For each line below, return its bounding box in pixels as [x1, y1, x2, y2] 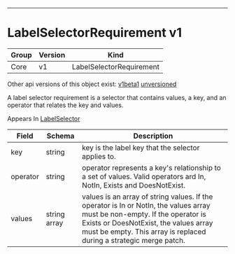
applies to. [81, 151, 117, 161]
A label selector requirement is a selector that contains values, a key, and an [7, 93, 227, 101]
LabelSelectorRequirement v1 [7, 25, 182, 41]
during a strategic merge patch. [81, 235, 185, 245]
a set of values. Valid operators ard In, [81, 171, 206, 181]
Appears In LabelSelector [7, 114, 80, 122]
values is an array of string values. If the [81, 192, 213, 202]
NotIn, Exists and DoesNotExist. [81, 180, 186, 190]
